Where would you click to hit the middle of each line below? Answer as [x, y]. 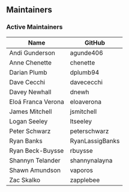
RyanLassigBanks [95, 141]
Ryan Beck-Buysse [37, 150]
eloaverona [86, 102]
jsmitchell [83, 111]
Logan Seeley [28, 121]
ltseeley [81, 121]
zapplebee [85, 180]
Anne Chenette [31, 63]
